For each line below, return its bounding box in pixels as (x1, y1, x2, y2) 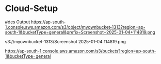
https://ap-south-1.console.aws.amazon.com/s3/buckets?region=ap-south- (5, 48, 156, 54)
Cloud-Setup (5, 3, 58, 14)
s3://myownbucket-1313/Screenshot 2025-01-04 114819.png (5, 38, 126, 44)
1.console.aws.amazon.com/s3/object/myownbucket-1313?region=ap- (5, 24, 145, 30)
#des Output (5, 19, 30, 25)
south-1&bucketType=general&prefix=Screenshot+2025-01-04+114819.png (5, 29, 156, 35)
